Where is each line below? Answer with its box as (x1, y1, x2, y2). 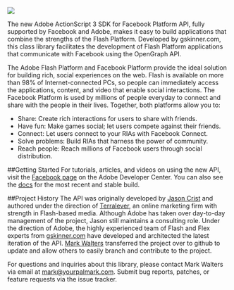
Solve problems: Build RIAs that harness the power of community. (17, 137, 209, 145)
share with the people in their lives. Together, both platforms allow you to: (7, 101, 221, 109)
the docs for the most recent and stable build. (7, 180, 140, 189)
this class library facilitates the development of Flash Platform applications (7, 42, 223, 51)
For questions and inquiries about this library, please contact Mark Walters (7, 260, 223, 268)
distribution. (17, 152, 53, 160)
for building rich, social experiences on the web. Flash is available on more (7, 71, 224, 79)
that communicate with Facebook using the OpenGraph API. (7, 50, 182, 58)
